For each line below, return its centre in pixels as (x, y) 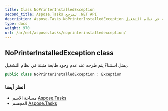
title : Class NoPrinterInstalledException (50, 10)
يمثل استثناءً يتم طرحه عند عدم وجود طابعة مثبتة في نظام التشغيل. (67, 65)
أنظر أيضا (15, 87)
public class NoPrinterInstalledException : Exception (63, 74)
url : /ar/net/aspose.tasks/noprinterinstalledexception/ (66, 33)
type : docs (16, 24)
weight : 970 (17, 28)
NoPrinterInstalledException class (59, 53)
